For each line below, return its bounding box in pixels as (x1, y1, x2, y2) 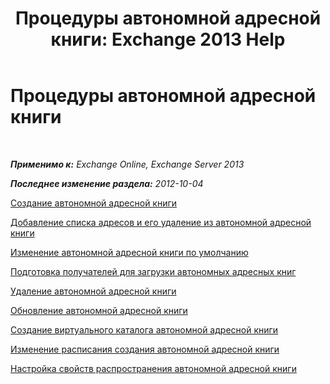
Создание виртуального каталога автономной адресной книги (10, 323, 279, 336)
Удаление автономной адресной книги (10, 285, 177, 297)
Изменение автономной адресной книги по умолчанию (10, 246, 249, 258)
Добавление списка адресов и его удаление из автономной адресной (10, 216, 312, 228)
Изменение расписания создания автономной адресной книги (10, 343, 280, 355)
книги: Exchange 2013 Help (50, 28, 286, 51)
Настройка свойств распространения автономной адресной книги (10, 362, 297, 374)
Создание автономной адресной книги (10, 197, 178, 209)
